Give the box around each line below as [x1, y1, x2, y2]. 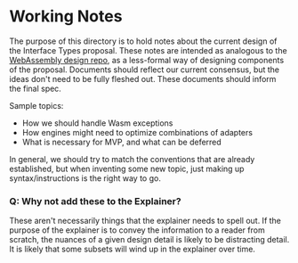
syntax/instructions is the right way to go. [9, 172, 162, 184]
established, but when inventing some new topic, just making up [9, 163, 245, 174]
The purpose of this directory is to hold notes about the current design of [9, 36, 278, 46]
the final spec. [9, 83, 62, 94]
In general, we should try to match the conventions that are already [9, 153, 255, 164]
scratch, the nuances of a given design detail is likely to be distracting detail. [9, 234, 290, 245]
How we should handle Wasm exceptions [21, 118, 173, 128]
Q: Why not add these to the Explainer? [9, 194, 181, 207]
